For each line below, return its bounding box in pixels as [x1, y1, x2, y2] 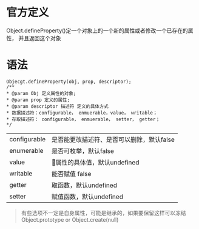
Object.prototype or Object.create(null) [21, 216, 119, 223]
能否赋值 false [51, 169, 92, 178]
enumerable [9, 146, 44, 155]
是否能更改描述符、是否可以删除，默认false [51, 135, 175, 144]
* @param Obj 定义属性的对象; [6, 90, 76, 96]
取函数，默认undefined [51, 181, 117, 189]
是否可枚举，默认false [51, 147, 114, 155]
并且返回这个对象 [18, 34, 61, 41]
